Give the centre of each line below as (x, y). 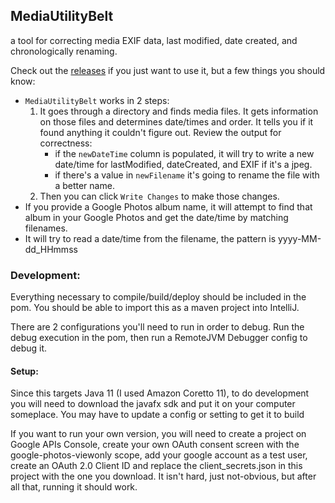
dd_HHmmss (51, 249)
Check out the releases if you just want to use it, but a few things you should (168, 70)
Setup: (24, 371)
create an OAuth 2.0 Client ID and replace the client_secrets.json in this (156, 466)
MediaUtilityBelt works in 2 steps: (97, 100)
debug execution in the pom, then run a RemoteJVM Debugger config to (159, 338)
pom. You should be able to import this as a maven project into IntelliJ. (155, 308)
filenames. (46, 228)
